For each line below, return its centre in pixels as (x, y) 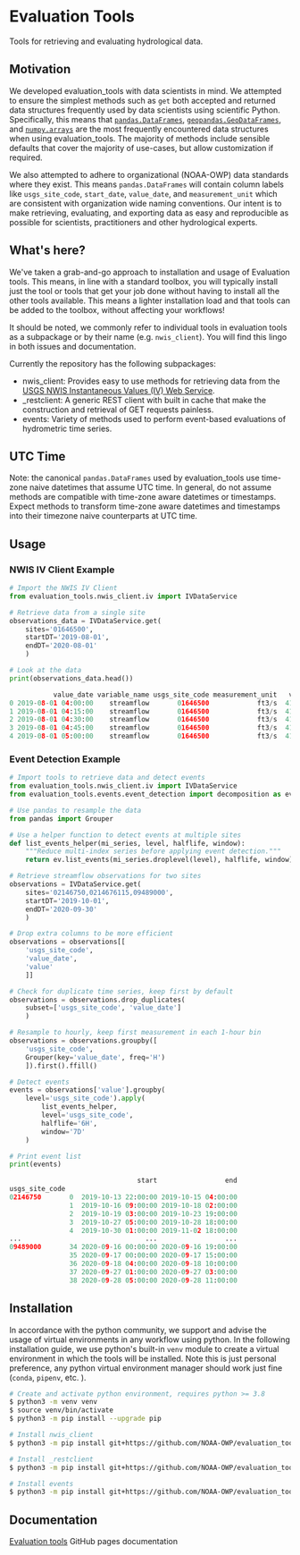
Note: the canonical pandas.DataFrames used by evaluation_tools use (135, 478)
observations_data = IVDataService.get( (86, 621)
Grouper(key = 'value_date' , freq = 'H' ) (96, 1057)
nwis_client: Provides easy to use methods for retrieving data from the (151, 381)
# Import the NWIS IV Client (63, 588)
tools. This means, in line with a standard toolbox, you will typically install (144, 281)
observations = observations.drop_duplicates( (97, 1000)
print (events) (36, 1164)
